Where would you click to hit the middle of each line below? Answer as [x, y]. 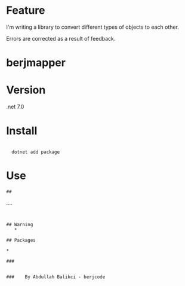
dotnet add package [36, 152]
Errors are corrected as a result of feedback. [61, 38]
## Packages [21, 241]
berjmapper [36, 63]
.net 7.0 [15, 107]
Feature [26, 10]
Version [26, 90]
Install [22, 131]
